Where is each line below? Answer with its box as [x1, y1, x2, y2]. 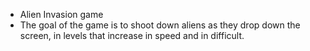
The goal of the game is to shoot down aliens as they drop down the [19, 19, 301, 31]
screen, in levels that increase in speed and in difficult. [19, 30, 245, 41]
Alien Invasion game [19, 9, 104, 20]
